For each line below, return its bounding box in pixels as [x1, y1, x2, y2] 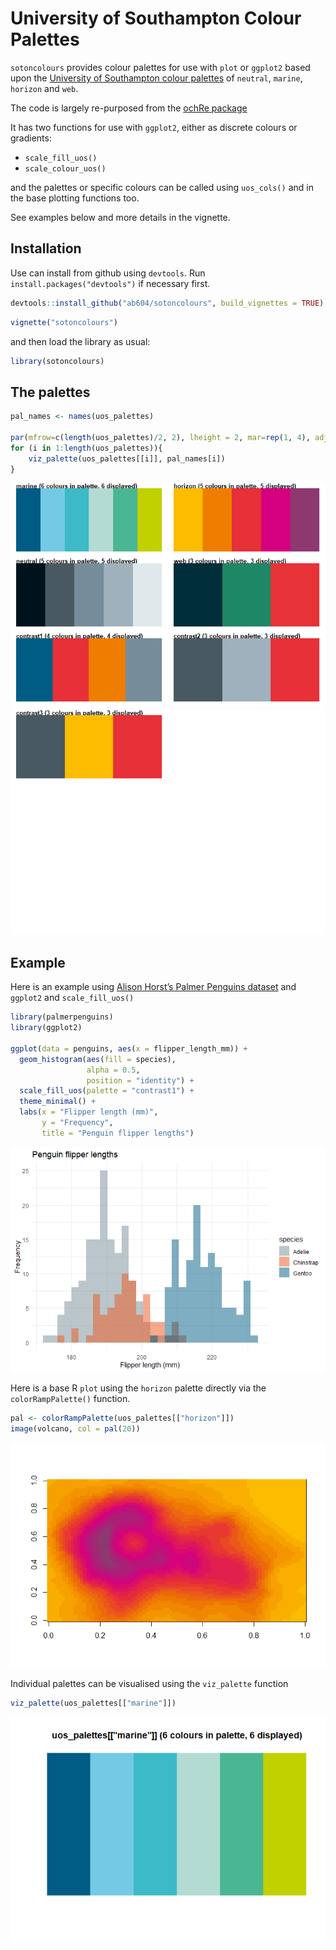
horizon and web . [10, 82, 79, 94]
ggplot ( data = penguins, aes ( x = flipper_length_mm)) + [10, 1043, 248, 1054]
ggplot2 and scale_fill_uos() [10, 992, 135, 1004]
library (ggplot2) [10, 1023, 83, 1033]
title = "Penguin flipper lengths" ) [41, 1128, 195, 1138]
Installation [10, 240, 82, 257]
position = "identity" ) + [86, 1075, 195, 1086]
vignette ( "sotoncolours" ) [10, 317, 118, 327]
